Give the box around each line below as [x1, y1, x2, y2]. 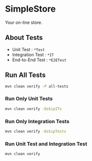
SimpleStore [5, 3, 56, 15]
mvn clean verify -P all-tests [5, 84, 69, 89]
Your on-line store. [5, 19, 43, 25]
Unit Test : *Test [12, 46, 45, 52]
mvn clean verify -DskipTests [5, 129, 67, 134]
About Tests [5, 34, 43, 42]
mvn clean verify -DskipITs [5, 106, 62, 111]
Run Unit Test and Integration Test [5, 140, 88, 147]
